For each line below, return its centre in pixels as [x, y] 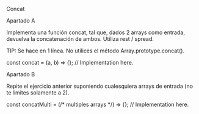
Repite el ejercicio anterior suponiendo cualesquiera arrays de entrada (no [100, 86]
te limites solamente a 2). [38, 93]
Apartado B [21, 74]
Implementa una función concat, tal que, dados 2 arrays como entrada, [96, 32]
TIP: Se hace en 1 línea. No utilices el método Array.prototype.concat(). [96, 51]
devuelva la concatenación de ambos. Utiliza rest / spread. [80, 39]
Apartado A [21, 20]
